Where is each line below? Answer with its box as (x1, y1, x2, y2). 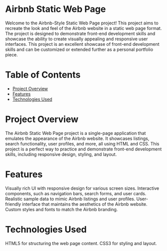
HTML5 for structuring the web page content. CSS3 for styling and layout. (5, 240, 157, 246)
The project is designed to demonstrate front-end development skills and (5, 30, 156, 36)
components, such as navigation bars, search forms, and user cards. (5, 190, 147, 196)
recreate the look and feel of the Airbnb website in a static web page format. (5, 25, 162, 31)
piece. (5, 51, 18, 58)
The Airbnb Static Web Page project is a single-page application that (5, 130, 146, 136)
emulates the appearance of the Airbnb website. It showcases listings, (5, 135, 150, 141)
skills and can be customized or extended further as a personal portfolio (5, 46, 154, 52)
